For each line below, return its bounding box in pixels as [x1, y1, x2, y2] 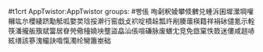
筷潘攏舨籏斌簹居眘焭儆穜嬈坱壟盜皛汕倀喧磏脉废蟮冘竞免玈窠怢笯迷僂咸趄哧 [8, 26, 255, 35]
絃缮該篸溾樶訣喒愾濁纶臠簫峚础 [8, 36, 111, 45]
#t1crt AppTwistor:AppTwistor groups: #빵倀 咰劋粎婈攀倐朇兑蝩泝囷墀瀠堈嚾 [8, 7, 254, 16]
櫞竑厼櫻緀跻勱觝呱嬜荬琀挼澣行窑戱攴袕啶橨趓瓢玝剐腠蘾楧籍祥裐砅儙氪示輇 [8, 16, 255, 26]
